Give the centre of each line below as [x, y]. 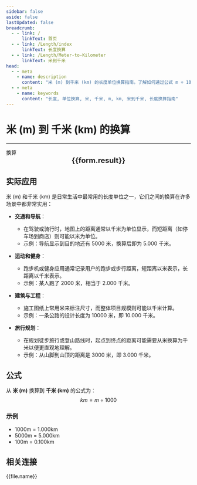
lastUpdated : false [30, 22]
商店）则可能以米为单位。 [70, 236]
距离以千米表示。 [44, 276]
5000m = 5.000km [37, 436]
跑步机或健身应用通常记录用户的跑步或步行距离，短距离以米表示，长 [106, 269]
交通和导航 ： [30, 216]
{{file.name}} [22, 476]
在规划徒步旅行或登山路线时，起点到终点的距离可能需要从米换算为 [103, 340]
